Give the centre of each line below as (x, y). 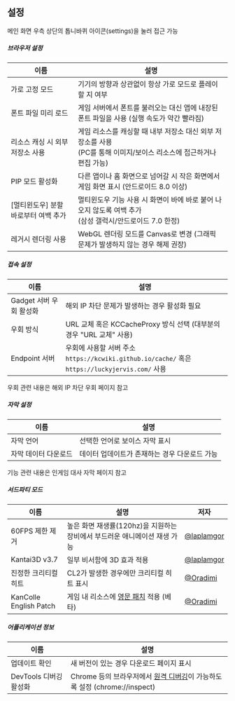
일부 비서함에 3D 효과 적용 (108, 559)
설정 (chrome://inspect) (117, 687)
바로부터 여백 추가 (38, 215)
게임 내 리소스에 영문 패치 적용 (114, 597)
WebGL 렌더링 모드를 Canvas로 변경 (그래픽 (147, 233)
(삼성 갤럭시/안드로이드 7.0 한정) (129, 221)
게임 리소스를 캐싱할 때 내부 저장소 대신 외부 (146, 131)
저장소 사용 (28, 152)
